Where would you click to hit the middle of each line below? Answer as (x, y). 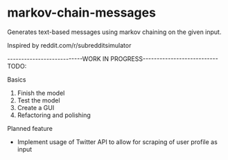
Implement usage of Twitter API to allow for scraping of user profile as (117, 142)
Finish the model (41, 93)
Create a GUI (36, 107)
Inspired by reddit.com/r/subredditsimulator (69, 45)
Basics (17, 79)
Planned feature (30, 128)
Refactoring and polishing (54, 115)
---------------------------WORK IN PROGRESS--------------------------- (113, 59)
